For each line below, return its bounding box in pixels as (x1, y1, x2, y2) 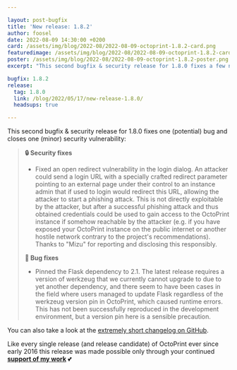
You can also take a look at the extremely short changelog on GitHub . (7, 326, 209, 335)
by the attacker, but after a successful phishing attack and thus (35, 203, 219, 211)
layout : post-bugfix (7, 16, 68, 23)
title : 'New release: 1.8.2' (7, 23, 93, 30)
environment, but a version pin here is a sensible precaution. (35, 312, 212, 321)
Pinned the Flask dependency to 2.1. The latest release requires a (35, 268, 224, 276)
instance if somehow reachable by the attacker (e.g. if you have (35, 217, 221, 226)
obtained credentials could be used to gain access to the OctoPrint (35, 210, 230, 219)
